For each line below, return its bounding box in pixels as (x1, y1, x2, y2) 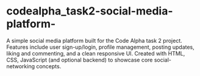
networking (6, 62, 35, 70)
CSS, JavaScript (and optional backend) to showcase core (6, 56, 153, 63)
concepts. (36, 62, 62, 70)
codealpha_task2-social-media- (6, 4, 173, 18)
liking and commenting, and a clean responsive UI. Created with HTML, (6, 49, 185, 57)
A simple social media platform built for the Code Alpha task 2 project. (6, 37, 183, 44)
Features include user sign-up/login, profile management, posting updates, (6, 43, 195, 51)
